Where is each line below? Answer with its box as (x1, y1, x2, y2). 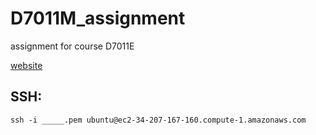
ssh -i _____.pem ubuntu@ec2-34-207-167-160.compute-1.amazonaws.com (10, 115, 307, 125)
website (10, 59, 43, 71)
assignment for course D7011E (10, 40, 135, 52)
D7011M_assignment (10, 7, 186, 30)
